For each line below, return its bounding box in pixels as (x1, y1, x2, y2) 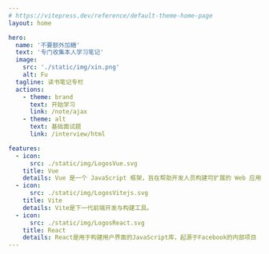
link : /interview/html (29, 130, 106, 138)
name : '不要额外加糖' (15, 41, 80, 49)
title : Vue (22, 167, 59, 175)
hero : (8, 34, 26, 42)
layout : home (8, 19, 52, 27)
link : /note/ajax (29, 108, 88, 116)
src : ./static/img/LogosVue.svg (29, 159, 138, 168)
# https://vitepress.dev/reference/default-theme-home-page (8, 11, 214, 20)
